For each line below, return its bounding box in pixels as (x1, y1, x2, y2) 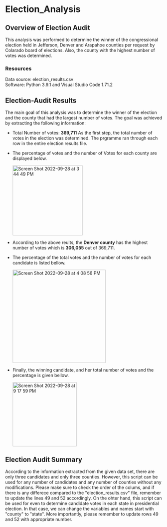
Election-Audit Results (5, 96, 77, 104)
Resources (5, 65, 32, 72)
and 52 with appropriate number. (5, 516, 73, 522)
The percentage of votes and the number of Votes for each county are (12, 150, 157, 156)
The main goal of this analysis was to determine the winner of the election (5, 109, 157, 115)
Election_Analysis (5, 3, 81, 15)
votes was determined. (5, 52, 52, 58)
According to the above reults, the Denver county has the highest (12, 239, 148, 245)
